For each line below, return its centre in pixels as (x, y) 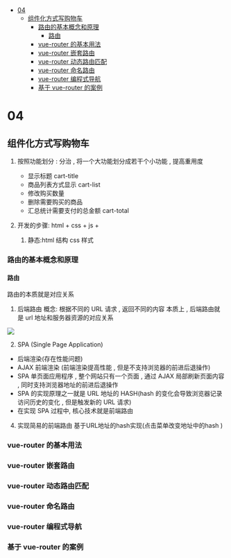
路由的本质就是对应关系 (41, 295)
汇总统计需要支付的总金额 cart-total (78, 210)
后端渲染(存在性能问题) (50, 359)
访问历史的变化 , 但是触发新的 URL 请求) (74, 402)
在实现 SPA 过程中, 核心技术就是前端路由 (75, 411)
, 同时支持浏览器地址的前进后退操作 (68, 385)
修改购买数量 (46, 193)
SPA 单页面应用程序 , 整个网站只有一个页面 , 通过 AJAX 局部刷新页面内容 (121, 376)
